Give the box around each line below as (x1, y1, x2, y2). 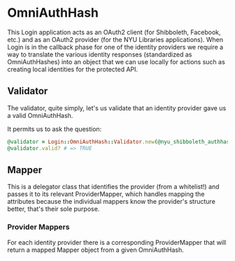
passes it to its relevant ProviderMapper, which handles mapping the (7, 190, 205, 198)
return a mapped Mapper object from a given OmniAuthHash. (7, 246, 184, 254)
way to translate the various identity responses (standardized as (7, 50, 192, 59)
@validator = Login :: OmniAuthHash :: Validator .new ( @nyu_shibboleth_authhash (7, 138, 233, 145)
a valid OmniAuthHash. (7, 111, 73, 119)
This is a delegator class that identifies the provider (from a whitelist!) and (7, 183, 220, 191)
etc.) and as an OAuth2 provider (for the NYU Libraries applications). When (7, 35, 224, 43)
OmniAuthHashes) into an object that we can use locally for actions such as (7, 57, 225, 66)
